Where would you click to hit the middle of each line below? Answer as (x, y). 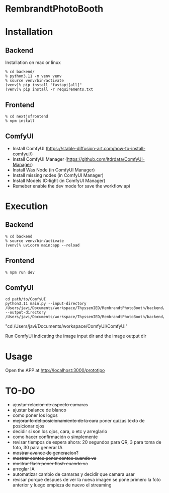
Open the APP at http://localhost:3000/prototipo (55, 371)
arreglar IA (23, 469)
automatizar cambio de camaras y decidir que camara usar (73, 474)
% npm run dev (20, 272)
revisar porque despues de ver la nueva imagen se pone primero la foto (87, 480)
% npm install (20, 121)
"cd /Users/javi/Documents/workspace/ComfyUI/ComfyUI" (66, 326)
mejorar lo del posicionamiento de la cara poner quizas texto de (78, 421)
